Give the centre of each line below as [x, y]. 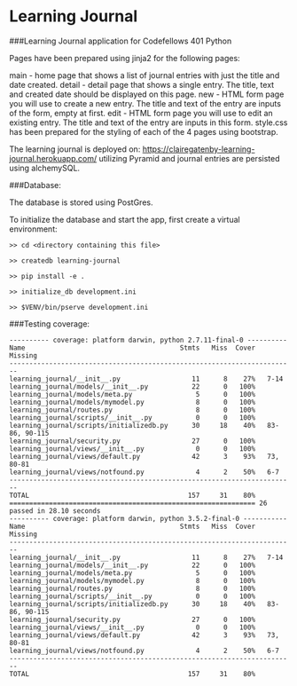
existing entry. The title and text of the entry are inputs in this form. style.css [148, 122]
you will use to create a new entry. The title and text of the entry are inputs [145, 103]
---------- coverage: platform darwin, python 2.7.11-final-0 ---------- [148, 340]
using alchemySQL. [45, 168]
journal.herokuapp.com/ [53, 158]
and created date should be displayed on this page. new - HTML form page [147, 94]
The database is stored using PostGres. [81, 202]
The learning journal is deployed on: [75, 149]
